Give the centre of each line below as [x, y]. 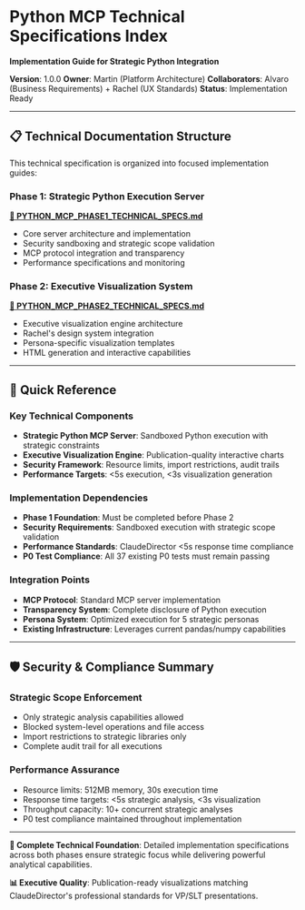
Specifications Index [89, 36]
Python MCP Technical [97, 17]
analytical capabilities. [51, 864]
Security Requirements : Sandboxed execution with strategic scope [149, 527]
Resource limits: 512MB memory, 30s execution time [120, 790]
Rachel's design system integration [88, 333]
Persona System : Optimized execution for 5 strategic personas [141, 619]
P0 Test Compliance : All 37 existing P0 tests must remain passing [146, 556]
